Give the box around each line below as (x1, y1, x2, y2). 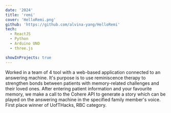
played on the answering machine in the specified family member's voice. (5, 96, 161, 103)
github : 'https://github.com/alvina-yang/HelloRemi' (5, 22, 120, 27)
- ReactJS (10, 31, 31, 36)
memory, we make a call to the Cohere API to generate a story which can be (5, 91, 166, 97)
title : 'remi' (5, 12, 36, 17)
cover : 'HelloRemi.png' (5, 17, 56, 22)
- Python (10, 36, 29, 42)
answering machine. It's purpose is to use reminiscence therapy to (5, 74, 146, 81)
